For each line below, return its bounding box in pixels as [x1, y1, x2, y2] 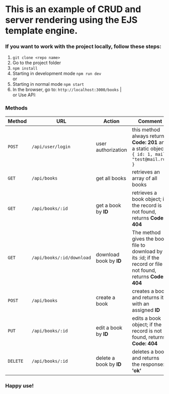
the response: [132, 361, 164, 368]
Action [103, 118, 120, 125]
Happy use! [5, 382, 34, 389]
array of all [132, 175, 157, 182]
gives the [132, 235, 154, 242]
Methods [5, 104, 28, 111]
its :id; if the [132, 254, 159, 261]
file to [132, 241, 146, 248]
